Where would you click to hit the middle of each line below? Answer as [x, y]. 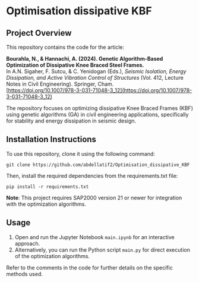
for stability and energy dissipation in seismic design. [71, 121]
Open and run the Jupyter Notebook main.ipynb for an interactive [94, 237]
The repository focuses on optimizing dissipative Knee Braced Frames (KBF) [99, 108]
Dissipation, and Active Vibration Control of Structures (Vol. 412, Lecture [95, 78]
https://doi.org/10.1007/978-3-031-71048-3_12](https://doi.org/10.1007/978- [100, 90]
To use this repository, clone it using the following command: [81, 153]
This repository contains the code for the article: [65, 47]
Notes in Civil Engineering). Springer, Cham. [60, 84]
